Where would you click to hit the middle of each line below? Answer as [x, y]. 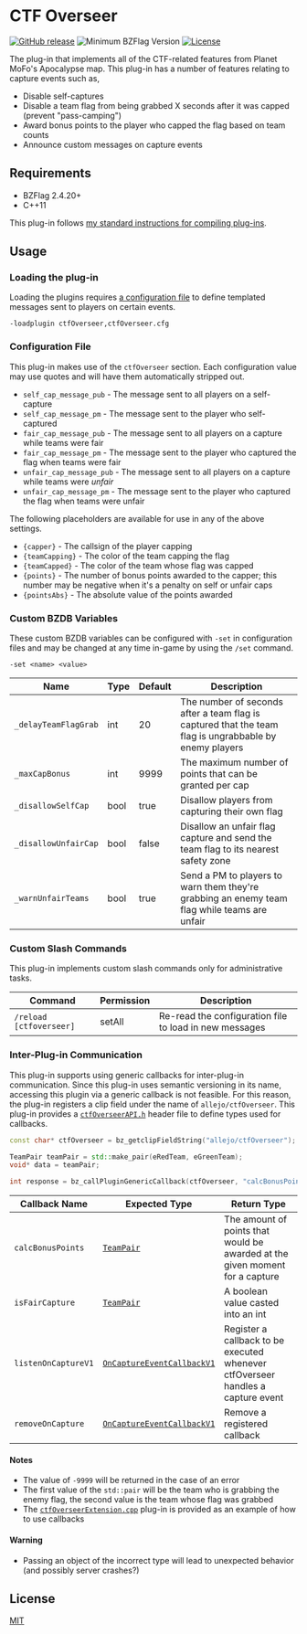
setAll [112, 1022]
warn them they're [220, 887]
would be [243, 1242]
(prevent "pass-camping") [72, 115]
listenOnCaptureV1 [54, 1363]
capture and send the [226, 838]
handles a [245, 1386]
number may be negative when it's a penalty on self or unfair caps [148, 585]
